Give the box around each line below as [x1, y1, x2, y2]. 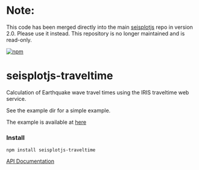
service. [6, 95, 27, 102]
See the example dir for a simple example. [6, 106, 111, 114]
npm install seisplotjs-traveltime [6, 147, 96, 153]
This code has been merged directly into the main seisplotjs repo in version [6, 23, 193, 31]
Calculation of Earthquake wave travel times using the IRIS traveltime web [6, 88, 189, 96]
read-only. [6, 36, 32, 43]
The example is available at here [6, 118, 86, 126]
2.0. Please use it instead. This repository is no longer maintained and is [6, 29, 185, 37]
